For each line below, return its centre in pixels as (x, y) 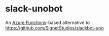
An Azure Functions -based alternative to (48, 22)
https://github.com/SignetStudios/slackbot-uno (55, 27)
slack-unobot (34, 9)
